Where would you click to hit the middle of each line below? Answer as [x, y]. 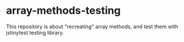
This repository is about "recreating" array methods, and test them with [92, 26]
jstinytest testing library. [35, 32]
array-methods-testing [64, 11]
